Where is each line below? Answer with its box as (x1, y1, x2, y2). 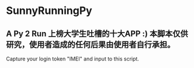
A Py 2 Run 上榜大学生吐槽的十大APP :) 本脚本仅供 (6, 28, 188, 38)
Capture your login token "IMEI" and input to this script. (6, 55, 139, 62)
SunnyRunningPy (6, 4, 92, 17)
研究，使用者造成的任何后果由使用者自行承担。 (6, 40, 175, 49)
